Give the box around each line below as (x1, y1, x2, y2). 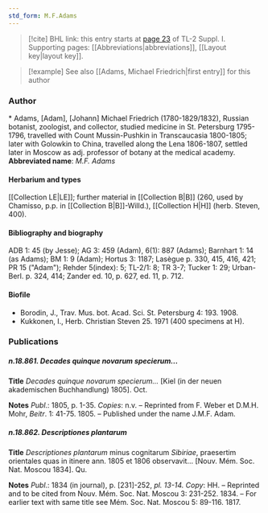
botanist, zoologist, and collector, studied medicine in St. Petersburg (8, 121, 235, 131)
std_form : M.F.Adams (8, 11, 78, 20)
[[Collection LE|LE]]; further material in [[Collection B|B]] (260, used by (8, 192, 244, 202)
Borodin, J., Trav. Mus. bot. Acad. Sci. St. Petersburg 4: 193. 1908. (19, 307, 239, 318)
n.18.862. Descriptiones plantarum (8, 428, 127, 437)
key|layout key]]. (27, 51, 84, 60)
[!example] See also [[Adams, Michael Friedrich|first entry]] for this (27, 66, 251, 76)
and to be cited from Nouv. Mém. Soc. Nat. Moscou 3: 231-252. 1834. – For (8, 489, 257, 499)
